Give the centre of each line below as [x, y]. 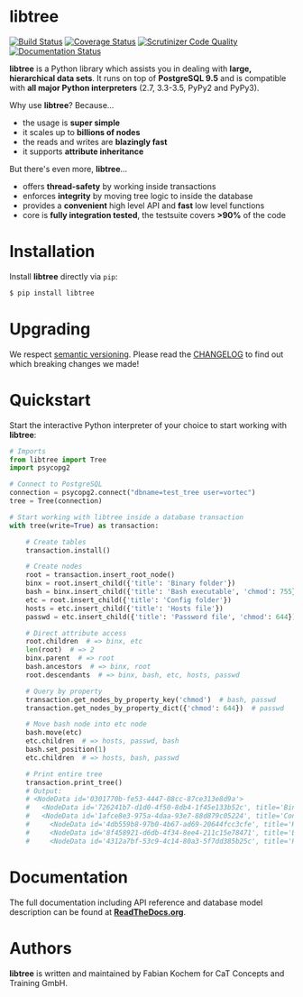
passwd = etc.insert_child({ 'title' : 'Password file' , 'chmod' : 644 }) [161, 617]
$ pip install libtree [52, 293]
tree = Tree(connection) [56, 501]
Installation [52, 252]
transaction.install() [68, 550]
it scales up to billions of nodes [81, 132]
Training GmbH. [38, 983]
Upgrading [50, 329]
